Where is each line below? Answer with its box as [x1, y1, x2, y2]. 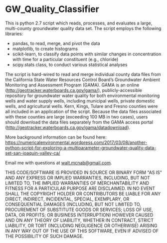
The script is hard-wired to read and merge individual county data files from [5, 71, 161, 77]
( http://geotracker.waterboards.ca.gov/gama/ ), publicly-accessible [5, 87, 142, 93]
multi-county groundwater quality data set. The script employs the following [5, 25, 162, 31]
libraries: [5, 30, 23, 36]
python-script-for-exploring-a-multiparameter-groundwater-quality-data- [5, 144, 157, 150]
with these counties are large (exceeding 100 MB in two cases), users [5, 113, 148, 119]
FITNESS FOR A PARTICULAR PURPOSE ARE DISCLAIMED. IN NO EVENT [5, 185, 156, 191]
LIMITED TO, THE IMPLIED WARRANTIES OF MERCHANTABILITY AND [5, 180, 150, 186]
